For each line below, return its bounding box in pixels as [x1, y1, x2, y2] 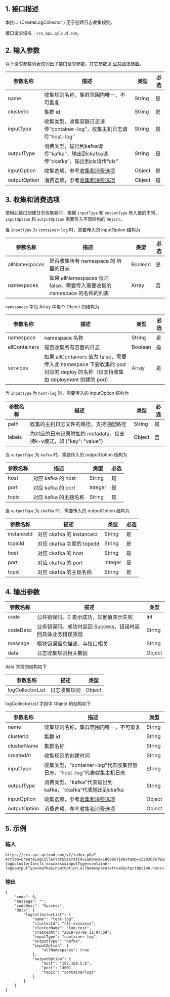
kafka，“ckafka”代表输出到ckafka [44, 786, 124, 794]
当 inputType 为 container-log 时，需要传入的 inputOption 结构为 [5, 227, 141, 233]
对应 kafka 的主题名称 [33, 494, 85, 501]
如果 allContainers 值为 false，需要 [44, 353, 126, 360]
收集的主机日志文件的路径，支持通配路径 [30, 421, 126, 428]
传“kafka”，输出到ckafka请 [44, 150, 108, 157]
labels [8, 434, 22, 441]
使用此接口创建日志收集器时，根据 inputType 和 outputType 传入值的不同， [5, 210, 160, 216]
